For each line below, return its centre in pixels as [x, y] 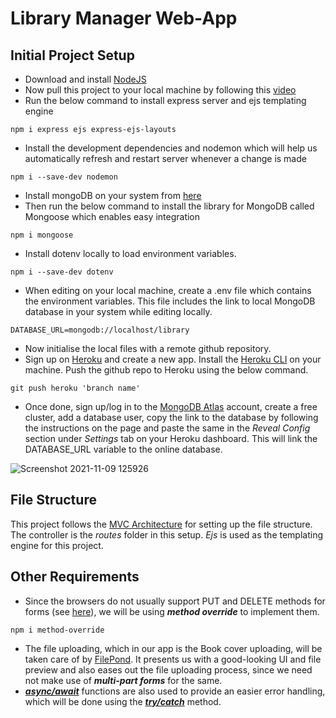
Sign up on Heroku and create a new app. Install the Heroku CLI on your [173, 359]
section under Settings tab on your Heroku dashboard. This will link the [171, 438]
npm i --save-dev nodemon [64, 177]
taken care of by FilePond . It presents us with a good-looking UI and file [173, 659]
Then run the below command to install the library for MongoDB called [169, 206]
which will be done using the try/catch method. [123, 701]
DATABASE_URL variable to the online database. [123, 449]
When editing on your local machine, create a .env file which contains [168, 290]
